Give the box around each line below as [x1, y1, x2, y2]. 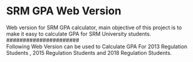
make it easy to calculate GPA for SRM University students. [6, 30, 151, 37]
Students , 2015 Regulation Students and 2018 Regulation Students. [6, 49, 172, 56]
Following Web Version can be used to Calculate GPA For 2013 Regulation [6, 43, 188, 50]
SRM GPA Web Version [6, 4, 121, 18]
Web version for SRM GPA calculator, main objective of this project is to [6, 24, 182, 31]
